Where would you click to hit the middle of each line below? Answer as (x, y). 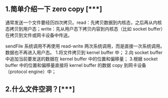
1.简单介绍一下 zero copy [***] (54, 9)
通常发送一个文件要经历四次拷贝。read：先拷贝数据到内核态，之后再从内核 (83, 22)
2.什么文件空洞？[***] (40, 89)
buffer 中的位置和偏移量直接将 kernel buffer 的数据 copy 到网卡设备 (76, 65)
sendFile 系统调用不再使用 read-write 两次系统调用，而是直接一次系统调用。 (85, 46)
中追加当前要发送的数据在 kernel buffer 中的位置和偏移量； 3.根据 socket (81, 59)
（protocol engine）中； (31, 71)
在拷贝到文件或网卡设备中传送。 (39, 35)
